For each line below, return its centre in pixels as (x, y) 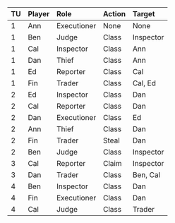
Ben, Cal (146, 175)
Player (39, 14)
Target (144, 14)
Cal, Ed (144, 83)
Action (114, 14)
